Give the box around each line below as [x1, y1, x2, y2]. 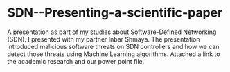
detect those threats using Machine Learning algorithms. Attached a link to [7, 50, 220, 58]
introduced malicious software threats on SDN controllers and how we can [7, 42, 220, 51]
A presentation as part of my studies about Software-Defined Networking [7, 28, 217, 36]
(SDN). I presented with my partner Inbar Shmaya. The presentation [7, 35, 200, 43]
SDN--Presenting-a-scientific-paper [7, 5, 223, 21]
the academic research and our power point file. [7, 57, 145, 65]
